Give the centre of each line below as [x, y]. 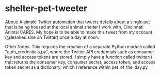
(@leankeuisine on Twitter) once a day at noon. [52, 37]
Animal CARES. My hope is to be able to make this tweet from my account [79, 32]
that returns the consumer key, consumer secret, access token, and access [80, 62]
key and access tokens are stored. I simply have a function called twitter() [79, 57]
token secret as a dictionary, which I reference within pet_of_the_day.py [76, 67]
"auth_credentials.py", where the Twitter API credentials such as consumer [80, 52]
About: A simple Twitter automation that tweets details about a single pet [78, 22]
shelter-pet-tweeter [46, 8]
